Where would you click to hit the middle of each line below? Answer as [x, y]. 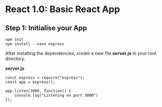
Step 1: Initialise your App [46, 28]
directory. [15, 59]
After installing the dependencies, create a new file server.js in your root [81, 53]
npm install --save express [35, 44]
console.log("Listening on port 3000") [56, 95]
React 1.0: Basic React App [63, 9]
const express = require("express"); [45, 78]
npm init [14, 39]
